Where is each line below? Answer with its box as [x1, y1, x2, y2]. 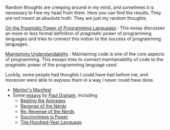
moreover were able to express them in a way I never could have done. [5, 77, 155, 83]
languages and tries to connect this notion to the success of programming [5, 36, 161, 42]
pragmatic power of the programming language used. [5, 62, 118, 68]
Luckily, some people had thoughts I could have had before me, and [5, 72, 148, 78]
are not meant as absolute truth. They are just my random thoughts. [5, 15, 148, 21]
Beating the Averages [20, 97, 66, 104]
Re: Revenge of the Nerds [20, 109, 75, 114]
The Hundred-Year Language [20, 119, 82, 125]
